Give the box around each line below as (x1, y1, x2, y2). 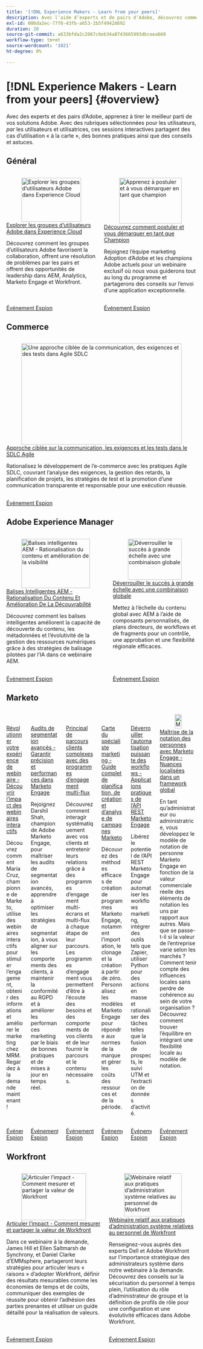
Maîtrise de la (159, 728, 193, 736)
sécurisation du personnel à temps (108, 1279, 195, 1287)
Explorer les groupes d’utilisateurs (6, 222, 91, 229)
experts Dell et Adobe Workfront (108, 1247, 190, 1254)
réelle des (159, 888, 184, 896)
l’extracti (130, 1078, 152, 1085)
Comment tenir (159, 959, 197, 967)
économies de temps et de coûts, (6, 1283, 89, 1291)
